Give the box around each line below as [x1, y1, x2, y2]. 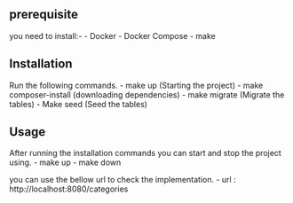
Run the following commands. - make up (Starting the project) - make [9, 80, 264, 90]
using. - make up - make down [9, 157, 122, 168]
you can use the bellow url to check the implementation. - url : [9, 175, 237, 185]
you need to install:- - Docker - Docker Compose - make [9, 30, 216, 41]
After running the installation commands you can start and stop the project [9, 148, 281, 159]
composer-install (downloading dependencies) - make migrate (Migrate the [9, 89, 285, 100]
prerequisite [9, 7, 78, 22]
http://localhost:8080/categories [9, 183, 129, 194]
